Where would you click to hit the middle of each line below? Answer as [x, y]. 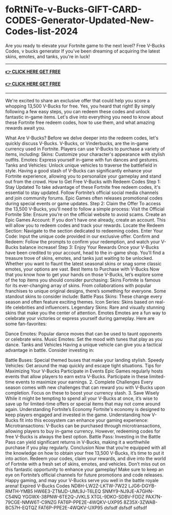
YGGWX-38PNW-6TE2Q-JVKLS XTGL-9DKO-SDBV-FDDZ [83, 496]
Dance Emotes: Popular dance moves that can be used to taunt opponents [84, 333]
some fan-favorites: [26, 324]
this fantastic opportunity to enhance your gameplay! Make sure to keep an [84, 469]
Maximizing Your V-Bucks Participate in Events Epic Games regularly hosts [84, 371]
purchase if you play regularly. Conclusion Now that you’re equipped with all [86, 447]
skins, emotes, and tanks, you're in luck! [48, 56]
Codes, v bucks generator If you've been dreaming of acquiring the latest [83, 51]
